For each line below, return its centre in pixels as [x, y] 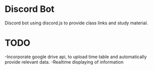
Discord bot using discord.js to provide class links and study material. [76, 23]
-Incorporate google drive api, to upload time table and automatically [76, 57]
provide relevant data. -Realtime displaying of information [64, 62]
